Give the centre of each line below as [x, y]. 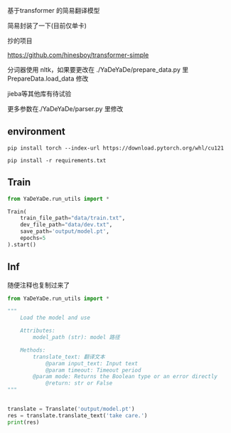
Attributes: [38, 331]
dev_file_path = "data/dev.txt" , [66, 225]
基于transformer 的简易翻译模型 [54, 10]
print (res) [23, 422]
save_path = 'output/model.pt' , [65, 231]
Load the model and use [55, 318]
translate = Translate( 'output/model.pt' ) [71, 409]
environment [36, 131]
